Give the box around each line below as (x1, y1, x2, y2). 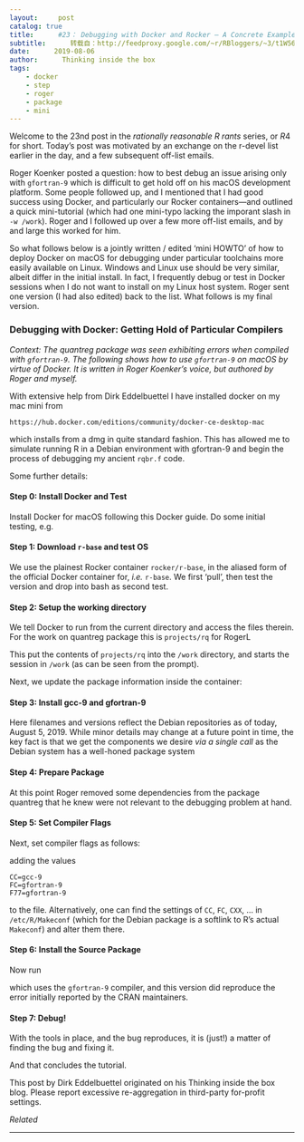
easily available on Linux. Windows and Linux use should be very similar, (9, 262, 280, 273)
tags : (9, 64, 30, 73)
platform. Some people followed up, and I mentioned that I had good (9, 187, 264, 198)
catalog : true (9, 22, 63, 31)
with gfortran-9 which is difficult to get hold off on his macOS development (9, 178, 291, 189)
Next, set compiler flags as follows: (9, 837, 140, 848)
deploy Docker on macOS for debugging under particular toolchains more (9, 253, 284, 264)
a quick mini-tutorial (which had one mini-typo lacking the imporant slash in (9, 206, 291, 218)
